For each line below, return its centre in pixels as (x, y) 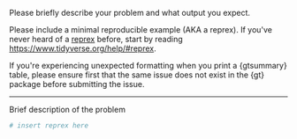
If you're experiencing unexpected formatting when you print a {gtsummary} (148, 66)
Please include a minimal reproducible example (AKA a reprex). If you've (141, 29)
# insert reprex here (49, 126)
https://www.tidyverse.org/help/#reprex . (83, 48)
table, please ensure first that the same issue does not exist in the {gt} (137, 75)
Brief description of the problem (68, 110)
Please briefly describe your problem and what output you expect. (129, 13)
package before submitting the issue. (77, 84)
